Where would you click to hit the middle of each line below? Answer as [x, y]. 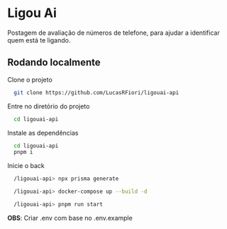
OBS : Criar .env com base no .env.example [70, 218]
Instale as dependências [43, 133]
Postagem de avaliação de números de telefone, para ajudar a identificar [113, 33]
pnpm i [23, 152]
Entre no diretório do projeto [49, 106]
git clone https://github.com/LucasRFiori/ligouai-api [96, 93]
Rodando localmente [54, 63]
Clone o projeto [30, 79]
